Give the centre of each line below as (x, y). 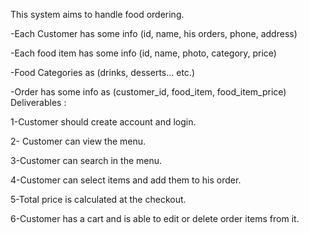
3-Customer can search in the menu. (86, 160)
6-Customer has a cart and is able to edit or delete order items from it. (155, 218)
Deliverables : (38, 102)
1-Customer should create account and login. (103, 122)
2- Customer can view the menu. (78, 141)
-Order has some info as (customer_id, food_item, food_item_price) (148, 92)
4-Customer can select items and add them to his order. (126, 180)
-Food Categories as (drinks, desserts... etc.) (103, 72)
